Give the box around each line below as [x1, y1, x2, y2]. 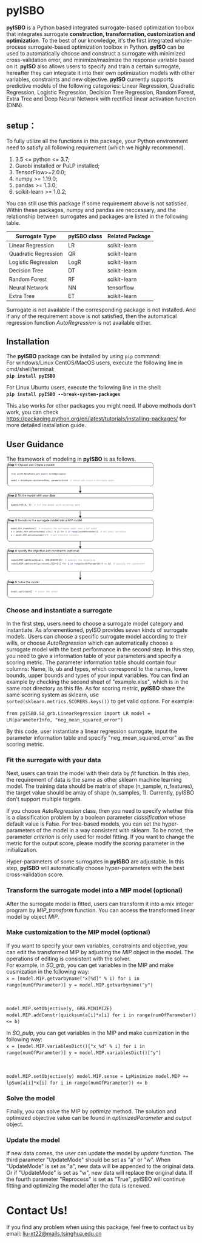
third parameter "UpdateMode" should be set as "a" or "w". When [6, 1156, 171, 1164]
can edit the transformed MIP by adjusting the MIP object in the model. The [6, 948, 194, 955]
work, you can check [6, 409, 59, 416]
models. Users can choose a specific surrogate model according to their [6, 632, 187, 640]
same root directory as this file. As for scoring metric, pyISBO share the [6, 684, 185, 692]
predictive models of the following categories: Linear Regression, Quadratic [6, 82, 195, 89]
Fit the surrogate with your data [6, 756, 101, 764]
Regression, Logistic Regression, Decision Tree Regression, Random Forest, [6, 88, 196, 96]
